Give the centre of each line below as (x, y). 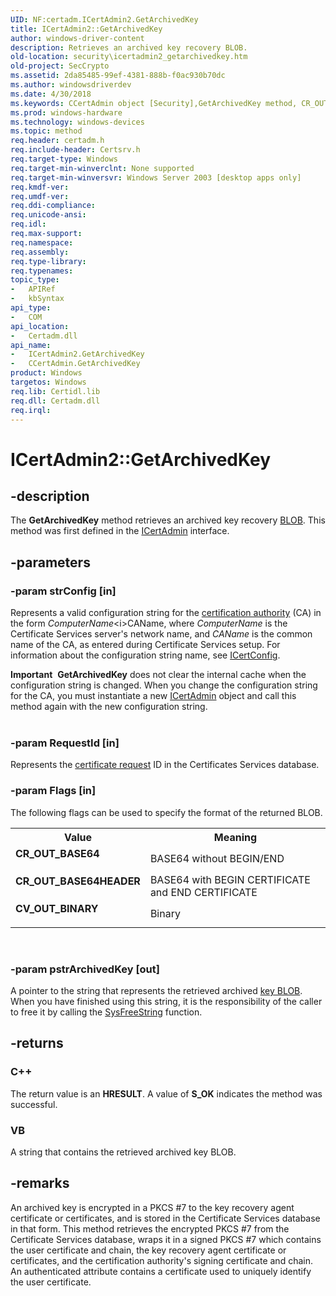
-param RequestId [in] (65, 743)
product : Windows (46, 373)
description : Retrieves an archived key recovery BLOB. (129, 47)
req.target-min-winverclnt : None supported (102, 168)
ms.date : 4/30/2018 (51, 94)
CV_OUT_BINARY (57, 908)
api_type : (31, 308)
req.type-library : (48, 261)
